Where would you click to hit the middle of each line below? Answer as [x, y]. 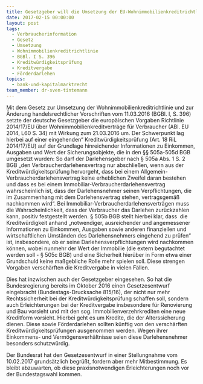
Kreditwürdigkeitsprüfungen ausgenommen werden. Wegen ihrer [87, 330]
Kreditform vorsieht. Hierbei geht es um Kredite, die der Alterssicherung [96, 318]
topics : [16, 79]
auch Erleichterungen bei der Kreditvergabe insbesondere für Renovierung [99, 304]
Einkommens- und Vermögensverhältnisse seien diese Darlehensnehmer [97, 337]
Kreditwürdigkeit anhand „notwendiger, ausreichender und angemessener [98, 222]
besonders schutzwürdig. [38, 343]
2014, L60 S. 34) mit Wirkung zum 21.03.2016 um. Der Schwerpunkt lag [95, 133]
